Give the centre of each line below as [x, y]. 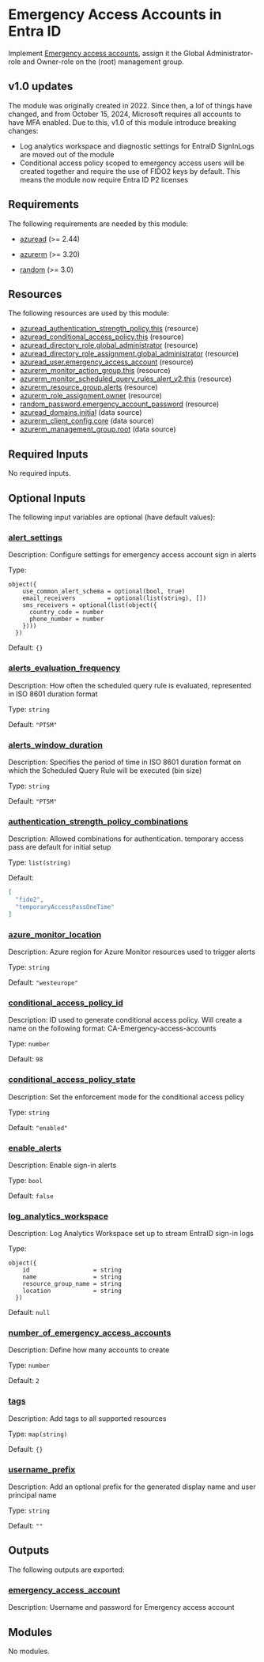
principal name [32, 1495]
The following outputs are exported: [66, 1570]
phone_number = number [66, 619]
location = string [72, 1291]
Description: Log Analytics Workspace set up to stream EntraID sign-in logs [131, 1234]
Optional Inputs [47, 498]
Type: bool [26, 1180]
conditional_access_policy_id [66, 1003]
